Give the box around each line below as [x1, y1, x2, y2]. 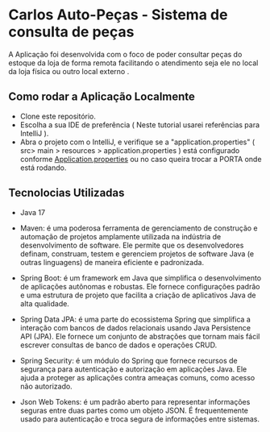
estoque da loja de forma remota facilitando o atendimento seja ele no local [8, 58, 259, 68]
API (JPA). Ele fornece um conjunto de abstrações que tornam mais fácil [19, 331, 260, 341]
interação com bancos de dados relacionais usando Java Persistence [19, 322, 251, 332]
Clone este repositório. [19, 111, 97, 121]
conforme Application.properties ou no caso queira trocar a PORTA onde [19, 154, 262, 164]
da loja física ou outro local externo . [8, 66, 130, 76]
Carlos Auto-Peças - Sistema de [8, 6, 228, 24]
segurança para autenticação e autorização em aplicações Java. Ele [19, 364, 247, 374]
